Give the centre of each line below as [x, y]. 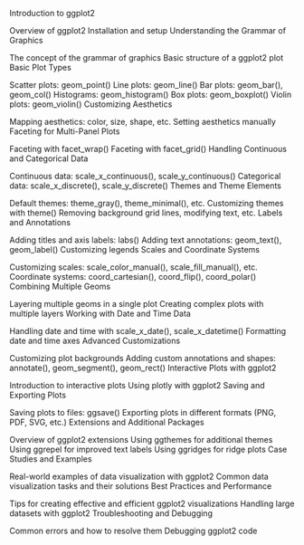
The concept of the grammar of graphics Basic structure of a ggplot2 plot [146, 57]
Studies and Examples [51, 459]
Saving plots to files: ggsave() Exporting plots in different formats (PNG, [143, 412]
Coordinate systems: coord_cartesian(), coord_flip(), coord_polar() [133, 277]
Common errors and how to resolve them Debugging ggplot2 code [133, 531]
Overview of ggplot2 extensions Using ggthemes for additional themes [141, 440]
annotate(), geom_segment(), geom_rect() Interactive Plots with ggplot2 [143, 368]
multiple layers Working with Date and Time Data [100, 313]
